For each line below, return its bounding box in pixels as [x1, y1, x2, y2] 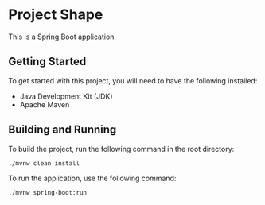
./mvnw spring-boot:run [8, 189, 88, 197]
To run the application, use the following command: [8, 173, 177, 184]
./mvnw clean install [8, 159, 80, 168]
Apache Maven [19, 99, 70, 109]
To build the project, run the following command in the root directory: [8, 144, 235, 153]
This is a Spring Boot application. [8, 32, 117, 41]
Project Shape [8, 6, 103, 24]
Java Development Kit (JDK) [19, 91, 113, 101]
